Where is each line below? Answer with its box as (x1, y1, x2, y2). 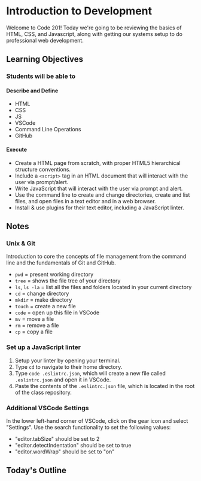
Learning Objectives (6, 54, 84, 64)
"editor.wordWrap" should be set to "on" (14, 448, 115, 455)
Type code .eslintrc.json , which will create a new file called (14, 369, 166, 377)
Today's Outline (6, 465, 67, 476)
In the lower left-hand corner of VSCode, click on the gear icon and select (6, 417, 188, 424)
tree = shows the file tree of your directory (14, 277, 121, 284)
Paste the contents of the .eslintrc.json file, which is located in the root (14, 382, 195, 389)
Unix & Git (6, 239, 36, 247)
